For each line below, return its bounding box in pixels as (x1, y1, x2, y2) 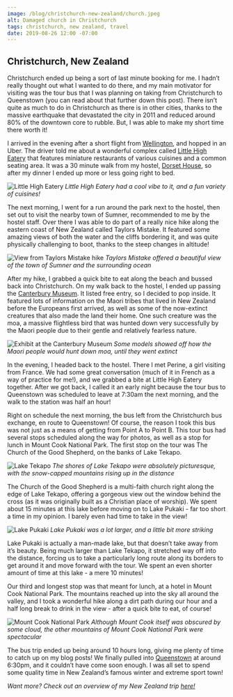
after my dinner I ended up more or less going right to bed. (7, 169, 175, 178)
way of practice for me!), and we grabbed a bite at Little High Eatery (7, 375, 202, 384)
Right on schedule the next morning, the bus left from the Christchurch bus (7, 412, 223, 420)
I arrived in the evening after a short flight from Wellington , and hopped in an (7, 139, 227, 148)
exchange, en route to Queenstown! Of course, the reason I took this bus (7, 418, 216, 427)
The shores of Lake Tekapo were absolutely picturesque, (51, 462, 216, 470)
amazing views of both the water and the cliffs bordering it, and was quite (7, 233, 218, 241)
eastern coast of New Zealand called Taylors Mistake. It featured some (7, 226, 210, 234)
